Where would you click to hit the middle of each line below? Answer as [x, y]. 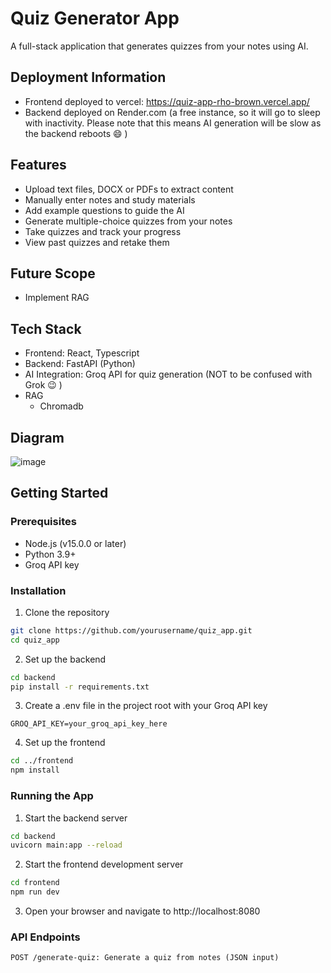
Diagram [37, 437]
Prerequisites [43, 522]
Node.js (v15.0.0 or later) [75, 543]
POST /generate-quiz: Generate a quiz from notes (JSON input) [145, 958]
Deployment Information [88, 77]
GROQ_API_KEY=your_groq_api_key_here [89, 724]
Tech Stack [46, 328]
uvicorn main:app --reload [66, 845]
